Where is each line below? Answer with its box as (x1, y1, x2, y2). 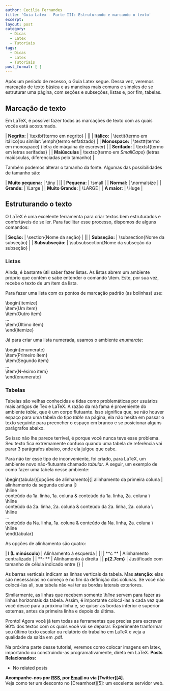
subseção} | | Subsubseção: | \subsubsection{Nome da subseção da (5, 239, 151, 245)
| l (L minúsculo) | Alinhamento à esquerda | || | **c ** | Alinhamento (5, 550, 149, 556)
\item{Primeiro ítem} (5, 352, 48, 359)
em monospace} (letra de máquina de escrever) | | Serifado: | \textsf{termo (5, 143, 164, 149)
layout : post (5, 21, 33, 27)
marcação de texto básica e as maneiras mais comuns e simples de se (5, 84, 154, 90)
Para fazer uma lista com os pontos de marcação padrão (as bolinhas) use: (5, 290, 163, 296)
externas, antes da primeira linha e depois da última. (5, 608, 116, 615)
